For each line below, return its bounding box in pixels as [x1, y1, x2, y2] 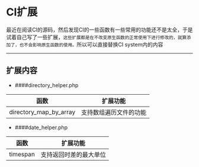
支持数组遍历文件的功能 [81, 108, 147, 116]
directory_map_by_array [9, 108, 76, 116]
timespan [9, 150, 36, 158]
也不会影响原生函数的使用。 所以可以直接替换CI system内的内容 [19, 41, 163, 48]
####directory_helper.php [14, 81, 79, 89]
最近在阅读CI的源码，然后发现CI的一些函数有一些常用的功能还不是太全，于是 [6, 26, 193, 33]
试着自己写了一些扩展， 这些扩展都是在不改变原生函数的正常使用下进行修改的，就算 [6, 33, 187, 40]
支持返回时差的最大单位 [40, 150, 107, 159]
